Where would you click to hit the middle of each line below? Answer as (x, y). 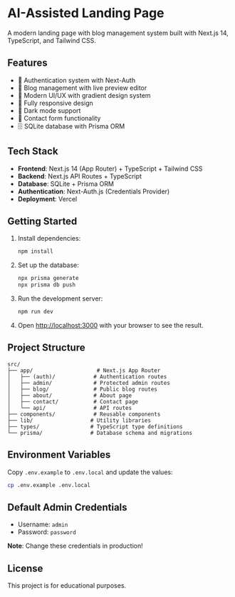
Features (27, 63)
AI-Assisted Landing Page (86, 13)
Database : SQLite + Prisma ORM (66, 184)
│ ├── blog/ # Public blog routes (83, 389)
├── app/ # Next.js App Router (84, 370)
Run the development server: (60, 298)
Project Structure (46, 348)
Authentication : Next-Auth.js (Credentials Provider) (94, 191)
